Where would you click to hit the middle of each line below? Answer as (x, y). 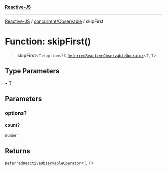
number (12, 136)
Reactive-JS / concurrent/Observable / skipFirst (54, 21)
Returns (18, 151)
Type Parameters (32, 71)
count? (13, 125)
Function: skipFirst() (48, 42)
